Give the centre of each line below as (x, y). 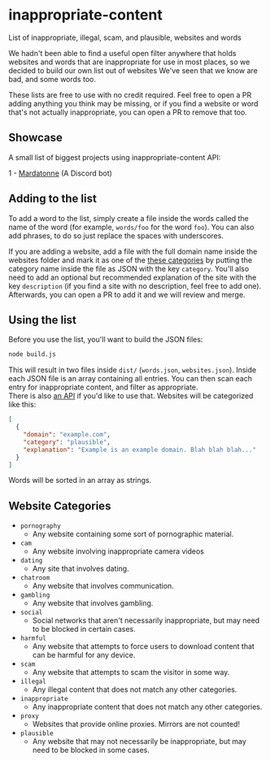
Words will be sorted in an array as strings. (80, 481)
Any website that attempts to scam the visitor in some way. (131, 672)
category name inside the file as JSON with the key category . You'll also (129, 268)
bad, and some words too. (52, 79)
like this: (22, 405)
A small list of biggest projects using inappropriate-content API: (115, 157)
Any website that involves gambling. (93, 603)
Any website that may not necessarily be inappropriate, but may (139, 741)
